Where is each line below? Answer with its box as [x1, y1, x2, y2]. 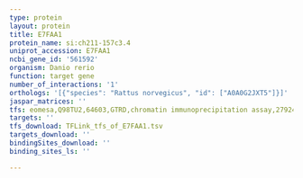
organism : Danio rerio [9, 64, 95, 73]
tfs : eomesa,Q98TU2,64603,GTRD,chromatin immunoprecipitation [9, 105, 248, 114]
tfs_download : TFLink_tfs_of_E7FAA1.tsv [9, 122, 164, 131]
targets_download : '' [9, 130, 91, 139]
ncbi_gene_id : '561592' [9, 55, 99, 64]
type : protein [9, 13, 63, 22]
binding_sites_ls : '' [9, 147, 91, 156]
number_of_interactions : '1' [9, 80, 119, 89]
